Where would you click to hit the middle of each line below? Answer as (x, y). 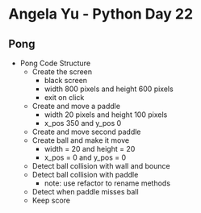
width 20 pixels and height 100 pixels (106, 115)
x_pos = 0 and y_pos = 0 (85, 157)
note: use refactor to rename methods (107, 183)
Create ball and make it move (81, 140)
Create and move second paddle (86, 132)
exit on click (64, 97)
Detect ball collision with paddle (85, 175)
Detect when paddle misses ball (85, 192)
